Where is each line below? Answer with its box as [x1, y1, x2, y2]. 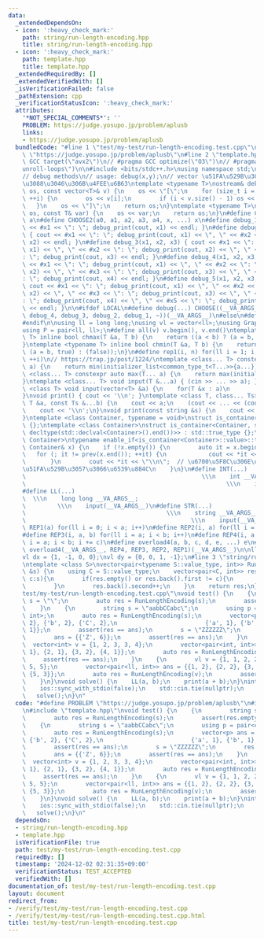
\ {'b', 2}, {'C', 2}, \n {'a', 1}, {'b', [22, 736, 244, 744]
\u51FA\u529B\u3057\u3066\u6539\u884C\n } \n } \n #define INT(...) [22, 465, 247, 473]
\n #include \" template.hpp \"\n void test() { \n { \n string [22, 707, 251, 715]
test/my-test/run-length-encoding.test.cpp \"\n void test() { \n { [22, 590, 251, 597]
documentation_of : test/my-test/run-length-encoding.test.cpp [8, 882, 216, 890]
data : [8, 11, 26, 20]
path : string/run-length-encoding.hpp [22, 33, 149, 42]
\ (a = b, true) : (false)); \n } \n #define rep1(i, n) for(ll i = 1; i [22, 348, 255, 357]
